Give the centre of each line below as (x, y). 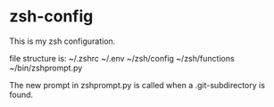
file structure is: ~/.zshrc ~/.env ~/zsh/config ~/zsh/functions (122, 58)
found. (21, 95)
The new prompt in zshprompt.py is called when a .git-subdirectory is (137, 85)
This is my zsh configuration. (62, 41)
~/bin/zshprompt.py (46, 68)
